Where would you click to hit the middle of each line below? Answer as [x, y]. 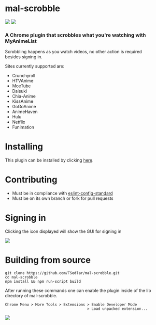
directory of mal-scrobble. [31, 295]
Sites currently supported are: [35, 66]
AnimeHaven [25, 112]
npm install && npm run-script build [43, 281]
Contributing [31, 180]
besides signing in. [24, 57]
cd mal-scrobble [21, 277]
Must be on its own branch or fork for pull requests [63, 198]
